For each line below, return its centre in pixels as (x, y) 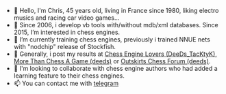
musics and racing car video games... (66, 18)
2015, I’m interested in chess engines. (67, 32)
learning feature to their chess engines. (69, 76)
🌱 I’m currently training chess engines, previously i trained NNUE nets (112, 40)
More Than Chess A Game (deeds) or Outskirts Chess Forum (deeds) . (112, 61)
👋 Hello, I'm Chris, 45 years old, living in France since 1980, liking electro (116, 11)
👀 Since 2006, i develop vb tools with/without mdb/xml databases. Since (116, 25)
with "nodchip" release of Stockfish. (65, 47)
